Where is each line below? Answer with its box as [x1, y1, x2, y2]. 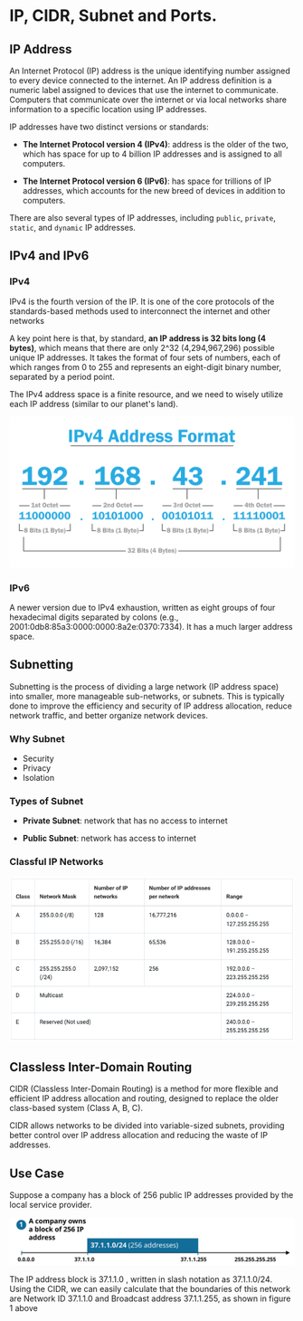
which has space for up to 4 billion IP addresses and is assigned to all [22, 148, 282, 159]
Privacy [22, 763, 52, 774]
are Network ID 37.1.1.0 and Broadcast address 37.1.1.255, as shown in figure [9, 1293, 291, 1304]
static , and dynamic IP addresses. [9, 223, 136, 233]
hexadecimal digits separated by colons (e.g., [9, 612, 179, 622]
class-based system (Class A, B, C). [9, 1103, 143, 1114]
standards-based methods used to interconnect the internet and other [9, 305, 271, 317]
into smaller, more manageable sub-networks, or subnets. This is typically [9, 690, 285, 701]
